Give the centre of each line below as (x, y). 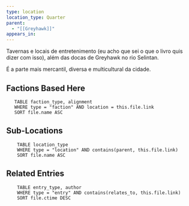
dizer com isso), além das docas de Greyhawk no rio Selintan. (82, 58)
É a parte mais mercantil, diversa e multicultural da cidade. (79, 69)
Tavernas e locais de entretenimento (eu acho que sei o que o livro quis (94, 51)
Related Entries (35, 174)
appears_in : (21, 34)
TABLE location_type (43, 145)
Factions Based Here (46, 88)
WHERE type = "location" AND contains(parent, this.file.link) (98, 150)
